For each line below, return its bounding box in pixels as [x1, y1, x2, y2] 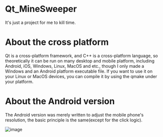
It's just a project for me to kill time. [5, 20, 76, 25]
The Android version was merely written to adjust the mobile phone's [5, 112, 144, 117]
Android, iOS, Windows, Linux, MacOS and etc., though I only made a [5, 63, 144, 69]
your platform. [5, 78, 34, 84]
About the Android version [5, 96, 115, 107]
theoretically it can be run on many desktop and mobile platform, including [5, 58, 155, 64]
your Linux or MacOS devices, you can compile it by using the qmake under [5, 73, 157, 79]
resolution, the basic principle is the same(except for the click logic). [5, 117, 143, 123]
